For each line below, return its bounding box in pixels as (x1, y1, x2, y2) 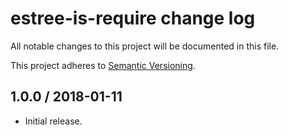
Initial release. (24, 115, 83, 127)
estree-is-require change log (10, 7, 256, 30)
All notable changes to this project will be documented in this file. (10, 40, 280, 52)
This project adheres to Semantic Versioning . (10, 59, 196, 71)
